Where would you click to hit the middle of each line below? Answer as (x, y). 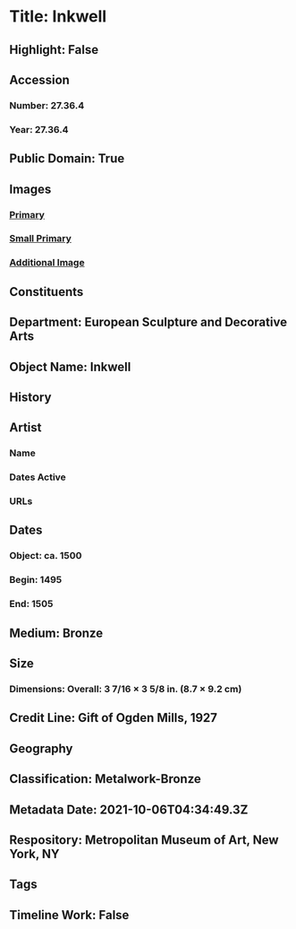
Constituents (47, 292)
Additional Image (47, 263)
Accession (39, 79)
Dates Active (38, 477)
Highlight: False (54, 50)
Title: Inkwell (58, 17)
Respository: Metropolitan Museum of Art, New (144, 840)
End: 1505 (31, 604)
